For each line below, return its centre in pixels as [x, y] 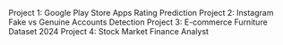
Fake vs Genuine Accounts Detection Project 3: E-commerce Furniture [138, 22]
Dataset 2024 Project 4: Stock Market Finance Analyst [109, 31]
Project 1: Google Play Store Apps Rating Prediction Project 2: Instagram [141, 13]
